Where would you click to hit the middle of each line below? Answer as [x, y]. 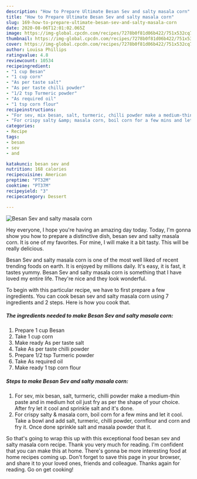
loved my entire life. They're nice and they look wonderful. [77, 278]
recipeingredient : [28, 66]
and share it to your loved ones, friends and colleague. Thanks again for [93, 463]
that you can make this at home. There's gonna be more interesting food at [96, 451]
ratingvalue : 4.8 [27, 55]
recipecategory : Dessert [36, 196]
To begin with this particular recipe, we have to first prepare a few [86, 290]
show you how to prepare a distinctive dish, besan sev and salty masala [93, 236]
